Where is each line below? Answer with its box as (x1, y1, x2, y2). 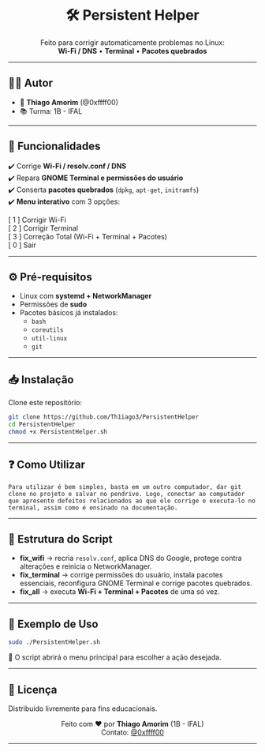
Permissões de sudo (19, 299, 88, 309)
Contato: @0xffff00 (101, 728, 164, 737)
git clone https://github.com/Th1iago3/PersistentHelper (8, 413, 200, 421)
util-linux (31, 335, 68, 343)
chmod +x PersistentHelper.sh (8, 427, 108, 435)
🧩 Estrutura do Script (8, 532, 113, 546)
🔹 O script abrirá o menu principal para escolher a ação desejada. (8, 652, 222, 662)
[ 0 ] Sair (8, 240, 37, 250)
